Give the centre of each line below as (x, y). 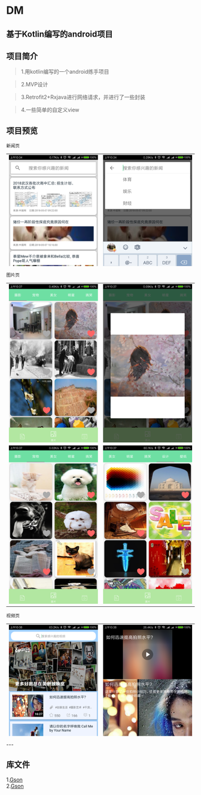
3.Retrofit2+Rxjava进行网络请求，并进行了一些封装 (83, 97)
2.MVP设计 (34, 84)
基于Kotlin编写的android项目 (60, 34)
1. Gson (14, 779)
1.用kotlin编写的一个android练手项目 (65, 72)
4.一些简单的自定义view (50, 110)
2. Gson (15, 786)
